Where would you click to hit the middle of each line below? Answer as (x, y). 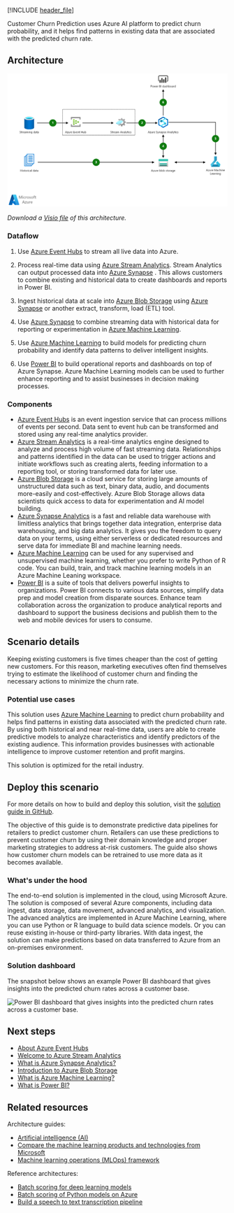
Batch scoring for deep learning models (74, 1187)
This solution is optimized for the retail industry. (76, 765)
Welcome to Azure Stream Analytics (69, 1056)
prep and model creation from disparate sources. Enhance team (109, 598)
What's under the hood (47, 880)
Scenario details (43, 642)
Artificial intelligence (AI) (53, 1138)
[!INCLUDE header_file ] (41, 10)
